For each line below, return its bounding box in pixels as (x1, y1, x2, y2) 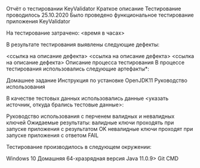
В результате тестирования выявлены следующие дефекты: (6, 41, 160, 48)
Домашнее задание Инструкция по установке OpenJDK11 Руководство (6, 77, 188, 84)
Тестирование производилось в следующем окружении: (6, 143, 152, 150)
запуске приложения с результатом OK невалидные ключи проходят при (6, 126, 193, 132)
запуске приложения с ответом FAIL (6, 132, 99, 139)
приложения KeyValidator (6, 18, 70, 25)
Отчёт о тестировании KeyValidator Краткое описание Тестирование (6, 5, 181, 12)
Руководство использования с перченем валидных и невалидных (6, 113, 175, 120)
